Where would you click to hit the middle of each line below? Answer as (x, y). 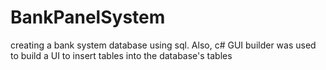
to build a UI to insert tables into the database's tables (121, 55)
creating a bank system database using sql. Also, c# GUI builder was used (163, 45)
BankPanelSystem (88, 17)
